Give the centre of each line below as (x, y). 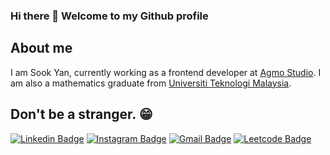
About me (41, 48)
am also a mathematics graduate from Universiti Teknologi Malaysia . (151, 83)
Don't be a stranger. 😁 (81, 114)
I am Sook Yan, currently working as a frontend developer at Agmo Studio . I (166, 72)
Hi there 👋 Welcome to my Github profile (109, 16)
